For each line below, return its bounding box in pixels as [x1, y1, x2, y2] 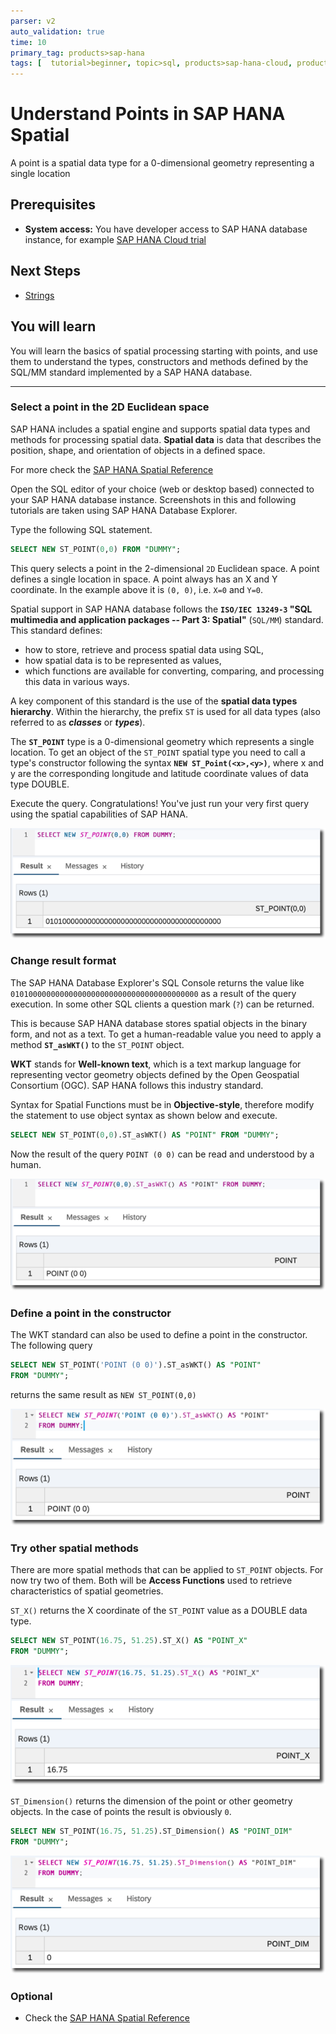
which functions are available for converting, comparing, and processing [24, 665, 325, 677]
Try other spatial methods [10, 1541, 139, 1555]
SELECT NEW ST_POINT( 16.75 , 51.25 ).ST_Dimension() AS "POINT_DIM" [10, 1826, 293, 1837]
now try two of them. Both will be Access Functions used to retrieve [10, 1575, 293, 1587]
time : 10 [10, 37, 47, 47]
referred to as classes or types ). [10, 716, 146, 728]
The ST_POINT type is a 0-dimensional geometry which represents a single [10, 735, 315, 747]
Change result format [10, 954, 117, 968]
